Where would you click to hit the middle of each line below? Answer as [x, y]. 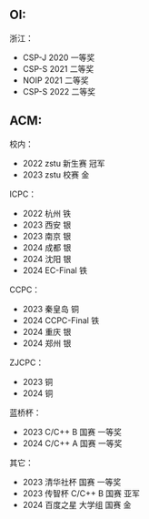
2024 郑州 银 [47, 343]
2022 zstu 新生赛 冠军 [64, 163]
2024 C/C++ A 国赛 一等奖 [72, 443]
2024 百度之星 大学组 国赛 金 [77, 504]
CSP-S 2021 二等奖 [58, 68]
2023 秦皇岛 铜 [51, 309]
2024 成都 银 [47, 247]
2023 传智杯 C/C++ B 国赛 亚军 [81, 493]
